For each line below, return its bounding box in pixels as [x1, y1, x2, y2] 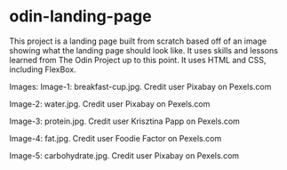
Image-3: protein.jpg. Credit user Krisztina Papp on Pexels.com [9, 116, 240, 126]
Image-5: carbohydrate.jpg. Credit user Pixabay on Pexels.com [9, 150, 240, 161]
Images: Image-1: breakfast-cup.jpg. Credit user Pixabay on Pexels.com [9, 81, 272, 92]
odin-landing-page [9, 6, 153, 27]
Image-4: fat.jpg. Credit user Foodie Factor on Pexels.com [9, 133, 222, 143]
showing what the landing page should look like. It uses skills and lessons [9, 45, 278, 55]
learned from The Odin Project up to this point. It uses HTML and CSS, [9, 54, 267, 65]
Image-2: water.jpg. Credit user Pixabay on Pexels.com [9, 98, 211, 109]
